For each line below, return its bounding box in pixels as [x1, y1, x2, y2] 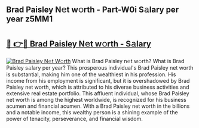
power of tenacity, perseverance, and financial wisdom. [6, 115, 143, 122]
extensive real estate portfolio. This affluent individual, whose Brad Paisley [6, 90, 189, 97]
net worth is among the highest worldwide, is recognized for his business [6, 96, 187, 103]
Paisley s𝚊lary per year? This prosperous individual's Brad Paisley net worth [6, 64, 194, 71]
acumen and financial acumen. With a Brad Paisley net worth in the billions [6, 102, 190, 110]
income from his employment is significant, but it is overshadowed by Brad [6, 77, 190, 84]
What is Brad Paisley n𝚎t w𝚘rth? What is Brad [72, 58, 185, 64]
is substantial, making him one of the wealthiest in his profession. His [6, 71, 176, 78]
